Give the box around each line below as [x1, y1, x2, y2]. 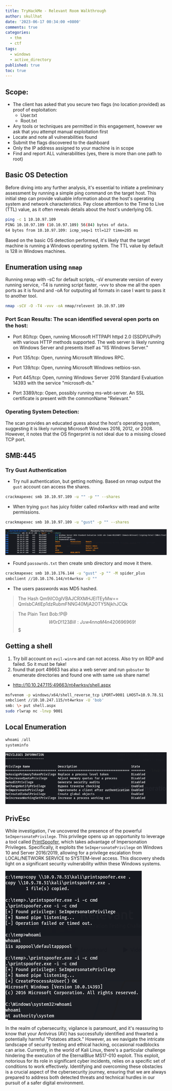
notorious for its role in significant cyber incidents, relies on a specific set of [5, 1058, 165, 1064]
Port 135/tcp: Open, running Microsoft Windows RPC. [12, 355, 125, 361]
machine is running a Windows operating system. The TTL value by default [5, 242, 164, 249]
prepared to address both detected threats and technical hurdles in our [5, 1075, 155, 1081]
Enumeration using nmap [5, 263, 83, 271]
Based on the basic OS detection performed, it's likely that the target [5, 237, 150, 243]
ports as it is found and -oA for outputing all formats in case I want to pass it [5, 287, 166, 294]
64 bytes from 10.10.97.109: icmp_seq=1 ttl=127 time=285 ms [5, 228, 139, 233]
